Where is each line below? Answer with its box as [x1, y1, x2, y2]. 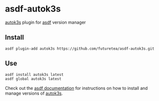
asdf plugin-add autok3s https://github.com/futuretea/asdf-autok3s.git [5, 46, 155, 51]
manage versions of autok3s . [5, 90, 63, 96]
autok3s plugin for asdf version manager [5, 19, 86, 25]
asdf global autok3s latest [5, 76, 62, 82]
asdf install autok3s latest [5, 72, 64, 77]
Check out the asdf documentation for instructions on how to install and [5, 86, 148, 91]
